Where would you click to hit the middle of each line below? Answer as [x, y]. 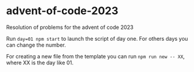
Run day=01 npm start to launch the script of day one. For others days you [97, 38]
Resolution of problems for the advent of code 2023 [70, 27]
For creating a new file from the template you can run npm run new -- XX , [96, 56]
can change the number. [36, 45]
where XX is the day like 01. [40, 63]
